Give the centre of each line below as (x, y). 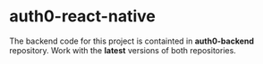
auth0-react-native (83, 16)
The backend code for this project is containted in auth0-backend (132, 41)
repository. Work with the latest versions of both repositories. (123, 50)
